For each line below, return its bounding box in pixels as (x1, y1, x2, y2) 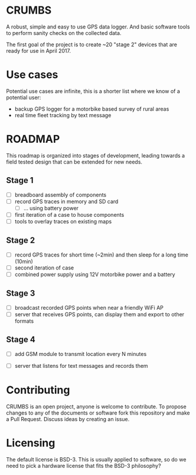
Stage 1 (6, 175, 34, 185)
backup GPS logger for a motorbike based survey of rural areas (14, 105, 169, 113)
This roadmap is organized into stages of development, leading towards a (6, 152, 185, 159)
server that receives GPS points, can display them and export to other (14, 310, 185, 317)
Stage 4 (6, 335, 35, 345)
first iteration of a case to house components (14, 211, 125, 218)
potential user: (6, 94, 41, 101)
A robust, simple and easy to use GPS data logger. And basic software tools (6, 23, 190, 30)
